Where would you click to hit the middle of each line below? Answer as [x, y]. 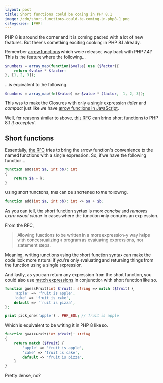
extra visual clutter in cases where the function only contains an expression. [82, 215]
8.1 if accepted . [20, 122]
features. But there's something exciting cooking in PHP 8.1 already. [73, 43]
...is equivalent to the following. [36, 84]
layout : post [18, 10]
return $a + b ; [29, 179]
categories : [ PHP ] [24, 23]
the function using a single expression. [44, 265]
